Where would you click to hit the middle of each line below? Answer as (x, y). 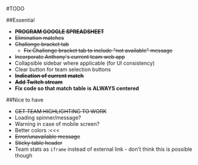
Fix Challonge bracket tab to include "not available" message (98, 50)
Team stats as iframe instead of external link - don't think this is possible (103, 149)
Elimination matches (39, 38)
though (23, 156)
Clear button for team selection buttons (63, 69)
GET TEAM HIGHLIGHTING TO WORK (60, 111)
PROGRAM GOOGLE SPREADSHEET (60, 31)
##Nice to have (25, 100)
